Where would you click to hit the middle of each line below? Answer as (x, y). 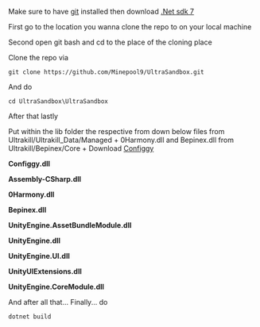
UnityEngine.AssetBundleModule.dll (70, 225)
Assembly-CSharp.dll (45, 179)
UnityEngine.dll (35, 240)
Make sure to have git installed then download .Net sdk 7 (101, 12)
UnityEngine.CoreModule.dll (56, 287)
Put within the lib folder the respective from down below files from (116, 131)
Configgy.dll (29, 163)
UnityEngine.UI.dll (39, 256)
